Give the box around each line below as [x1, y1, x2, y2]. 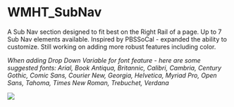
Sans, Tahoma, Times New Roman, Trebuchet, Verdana [7, 78, 169, 87]
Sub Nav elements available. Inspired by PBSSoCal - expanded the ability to [7, 34, 228, 43]
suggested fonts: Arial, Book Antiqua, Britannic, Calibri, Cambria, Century [7, 63, 222, 72]
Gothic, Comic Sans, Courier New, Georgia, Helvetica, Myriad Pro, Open [7, 71, 217, 80]
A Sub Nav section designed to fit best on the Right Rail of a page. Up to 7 [7, 27, 222, 36]
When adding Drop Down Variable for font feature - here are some [7, 56, 201, 64]
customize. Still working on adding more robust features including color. [7, 42, 216, 51]
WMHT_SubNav [7, 4, 102, 20]
